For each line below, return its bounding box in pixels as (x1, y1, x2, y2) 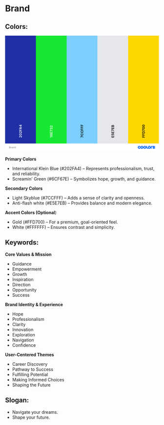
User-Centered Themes (5, 352, 55, 358)
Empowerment (12, 266, 42, 272)
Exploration (12, 332, 35, 337)
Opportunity (12, 287, 37, 292)
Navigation (12, 337, 34, 343)
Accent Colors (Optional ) (5, 210, 57, 215)
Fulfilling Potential (12, 371, 48, 377)
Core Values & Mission (5, 251, 52, 257)
